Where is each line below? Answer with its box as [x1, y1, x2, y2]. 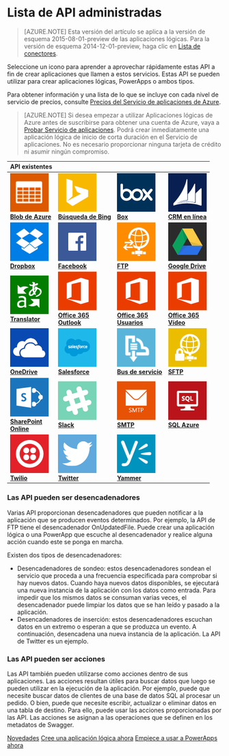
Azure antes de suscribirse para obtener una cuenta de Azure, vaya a [23, 118, 220, 126]
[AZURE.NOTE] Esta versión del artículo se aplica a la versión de [23, 27, 206, 36]
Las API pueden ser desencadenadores [7, 493, 140, 502]
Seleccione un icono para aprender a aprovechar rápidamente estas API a [7, 62, 215, 71]
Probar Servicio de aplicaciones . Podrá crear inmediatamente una [23, 125, 210, 134]
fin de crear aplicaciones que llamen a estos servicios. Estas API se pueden [7, 70, 220, 78]
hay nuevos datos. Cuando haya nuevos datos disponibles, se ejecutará [16, 578, 219, 587]
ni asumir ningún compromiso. [23, 147, 109, 156]
